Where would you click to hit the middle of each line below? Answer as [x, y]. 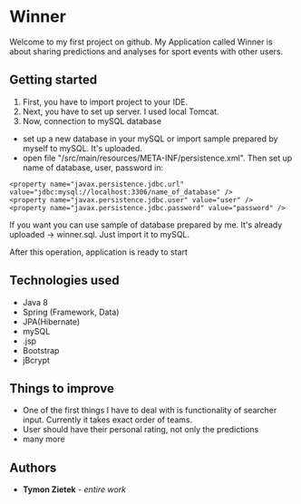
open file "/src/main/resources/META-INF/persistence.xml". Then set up [157, 158]
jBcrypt [36, 360]
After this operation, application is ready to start [99, 252]
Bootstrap [41, 350]
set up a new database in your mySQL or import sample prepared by [150, 139]
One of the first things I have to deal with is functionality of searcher [150, 411]
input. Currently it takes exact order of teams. [107, 420]
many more [44, 439]
